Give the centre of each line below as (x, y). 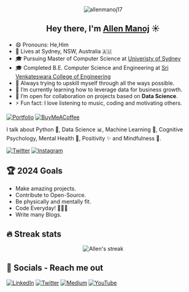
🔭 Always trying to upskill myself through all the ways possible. (95, 83)
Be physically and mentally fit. (53, 202)
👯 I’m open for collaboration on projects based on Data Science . (96, 96)
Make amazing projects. (46, 189)
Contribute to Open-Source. (51, 195)
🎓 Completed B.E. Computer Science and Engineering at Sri (92, 68)
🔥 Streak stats (34, 234)
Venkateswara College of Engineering (63, 77)
